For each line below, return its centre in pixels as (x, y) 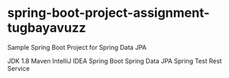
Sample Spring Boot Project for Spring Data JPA (77, 47)
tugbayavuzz (47, 28)
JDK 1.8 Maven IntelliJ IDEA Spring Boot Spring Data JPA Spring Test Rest (115, 60)
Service (19, 68)
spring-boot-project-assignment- (108, 13)
